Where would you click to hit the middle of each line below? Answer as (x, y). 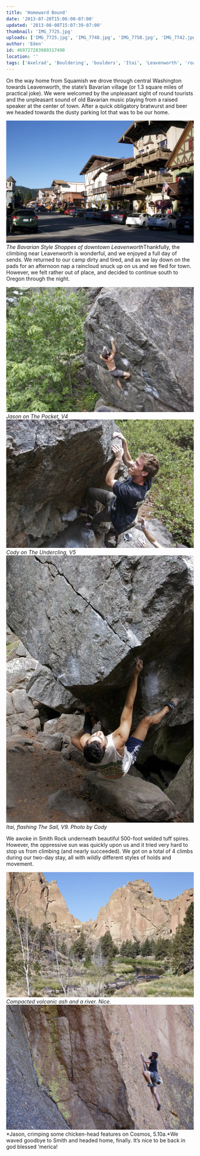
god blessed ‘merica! (32, 1146)
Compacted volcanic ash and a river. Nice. (59, 1002)
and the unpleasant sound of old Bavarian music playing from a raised (92, 99)
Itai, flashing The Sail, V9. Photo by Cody (57, 827)
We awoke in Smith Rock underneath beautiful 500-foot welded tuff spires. (98, 839)
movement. (20, 864)
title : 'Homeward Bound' (37, 13)
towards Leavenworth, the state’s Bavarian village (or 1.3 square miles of (95, 87)
